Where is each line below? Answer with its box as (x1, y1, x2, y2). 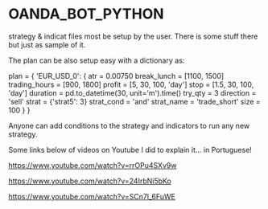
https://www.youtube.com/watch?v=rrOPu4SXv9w (8, 160, 177, 170)
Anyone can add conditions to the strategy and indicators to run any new (8, 121, 250, 130)
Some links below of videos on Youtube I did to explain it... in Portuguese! (8, 145, 252, 154)
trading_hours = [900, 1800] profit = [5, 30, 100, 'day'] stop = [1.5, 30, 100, (8, 80, 254, 89)
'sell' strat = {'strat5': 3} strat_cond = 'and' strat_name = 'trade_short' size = (8, 96, 262, 106)
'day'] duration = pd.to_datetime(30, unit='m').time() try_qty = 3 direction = (8, 88, 257, 97)
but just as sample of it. (8, 39, 86, 49)
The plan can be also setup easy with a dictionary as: (8, 55, 185, 65)
